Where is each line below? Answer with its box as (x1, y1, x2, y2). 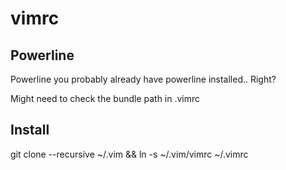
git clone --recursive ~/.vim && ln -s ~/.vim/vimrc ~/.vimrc (10, 148, 249, 160)
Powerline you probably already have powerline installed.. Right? (10, 73, 277, 85)
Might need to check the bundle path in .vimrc (10, 93, 201, 104)
